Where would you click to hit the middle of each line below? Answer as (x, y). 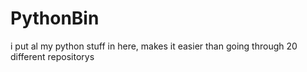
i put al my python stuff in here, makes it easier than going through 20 (154, 46)
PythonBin (55, 18)
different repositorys (52, 56)
